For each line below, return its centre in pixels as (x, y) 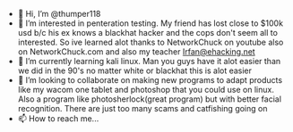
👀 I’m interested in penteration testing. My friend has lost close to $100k (151, 23)
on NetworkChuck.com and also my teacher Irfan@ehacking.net (136, 52)
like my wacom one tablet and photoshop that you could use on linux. (146, 90)
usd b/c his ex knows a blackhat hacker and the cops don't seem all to (147, 33)
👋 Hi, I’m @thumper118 (59, 14)
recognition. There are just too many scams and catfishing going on (142, 108)
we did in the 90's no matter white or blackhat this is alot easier (135, 70)
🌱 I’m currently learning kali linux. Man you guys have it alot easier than (149, 61)
